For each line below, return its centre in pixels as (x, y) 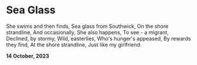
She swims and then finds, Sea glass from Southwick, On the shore (87, 26)
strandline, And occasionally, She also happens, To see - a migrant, (87, 32)
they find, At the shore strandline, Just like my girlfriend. (74, 45)
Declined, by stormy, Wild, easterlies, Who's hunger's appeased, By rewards (98, 38)
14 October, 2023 (28, 56)
